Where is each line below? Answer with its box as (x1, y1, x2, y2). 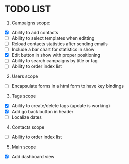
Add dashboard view (11, 153, 55, 159)
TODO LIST (4, 3, 51, 15)
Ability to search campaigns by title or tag (11, 58, 98, 64)
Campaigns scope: (11, 20, 51, 26)
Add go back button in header (11, 108, 74, 114)
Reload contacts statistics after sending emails (11, 41, 108, 47)
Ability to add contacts (11, 29, 58, 35)
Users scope (11, 73, 38, 79)
